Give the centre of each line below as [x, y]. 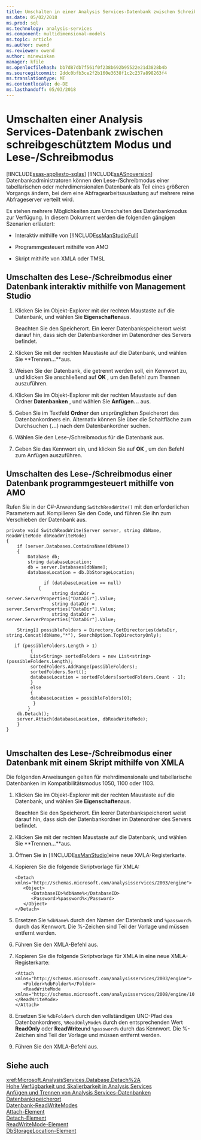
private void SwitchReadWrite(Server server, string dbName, [84, 531]
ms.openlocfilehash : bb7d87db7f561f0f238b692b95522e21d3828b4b [87, 67]
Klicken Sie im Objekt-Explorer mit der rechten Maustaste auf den [96, 395]
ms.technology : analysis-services [49, 28]
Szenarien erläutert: [31, 224]
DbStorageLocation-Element [41, 1131]
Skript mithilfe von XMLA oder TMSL [60, 259]
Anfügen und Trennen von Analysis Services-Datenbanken [79, 1093]
